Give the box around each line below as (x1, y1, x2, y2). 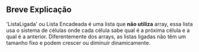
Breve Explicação (6, 5, 72, 15)
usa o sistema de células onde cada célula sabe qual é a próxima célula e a (6, 27, 190, 34)
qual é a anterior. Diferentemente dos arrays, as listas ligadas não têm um (6, 32, 186, 40)
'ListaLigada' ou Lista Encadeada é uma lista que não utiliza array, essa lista (6, 20, 193, 27)
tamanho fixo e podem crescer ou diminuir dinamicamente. (6, 39, 151, 46)
